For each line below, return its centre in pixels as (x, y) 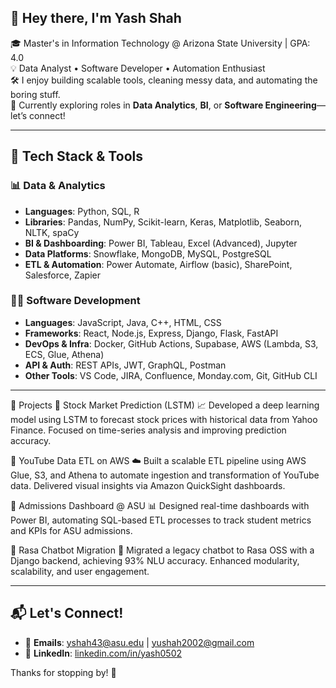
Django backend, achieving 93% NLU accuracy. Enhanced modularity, (155, 560)
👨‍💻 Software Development (75, 301)
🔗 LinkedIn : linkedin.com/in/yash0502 (103, 653)
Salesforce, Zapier (62, 275)
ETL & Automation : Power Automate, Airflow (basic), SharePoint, (158, 264)
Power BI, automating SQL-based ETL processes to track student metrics (161, 520)
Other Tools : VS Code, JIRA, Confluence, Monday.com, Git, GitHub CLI (171, 375)
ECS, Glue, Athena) (64, 354)
